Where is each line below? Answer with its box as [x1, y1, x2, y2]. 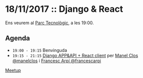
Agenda [5, 34, 30, 42]
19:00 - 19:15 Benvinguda [12, 47, 68, 53]
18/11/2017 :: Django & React [5, 3, 123, 15]
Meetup [5, 67, 21, 73]
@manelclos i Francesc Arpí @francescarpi [12, 58, 101, 64]
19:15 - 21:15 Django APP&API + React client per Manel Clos [12, 52, 138, 58]
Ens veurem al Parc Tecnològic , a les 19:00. [5, 20, 94, 26]
